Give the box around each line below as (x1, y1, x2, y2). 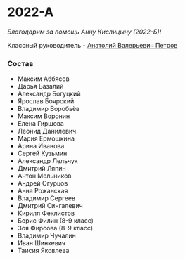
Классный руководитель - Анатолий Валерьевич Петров (7, 41, 178, 49)
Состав (7, 58, 34, 68)
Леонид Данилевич (17, 127, 77, 136)
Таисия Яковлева (17, 247, 70, 255)
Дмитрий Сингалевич (17, 202, 83, 210)
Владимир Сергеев (17, 194, 76, 202)
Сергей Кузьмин (17, 149, 68, 158)
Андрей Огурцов (17, 179, 68, 188)
